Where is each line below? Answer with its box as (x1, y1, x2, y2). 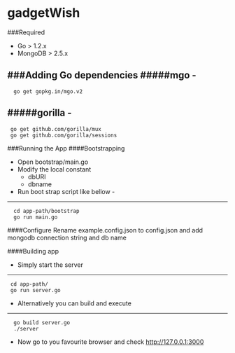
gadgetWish (7, 5, 80, 21)
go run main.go (13, 214, 58, 221)
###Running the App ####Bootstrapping (7, 144, 125, 152)
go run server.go (10, 286, 61, 293)
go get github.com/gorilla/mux (10, 125, 101, 132)
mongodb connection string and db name (7, 233, 127, 242)
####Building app (7, 247, 59, 255)
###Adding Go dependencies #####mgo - (7, 69, 197, 81)
